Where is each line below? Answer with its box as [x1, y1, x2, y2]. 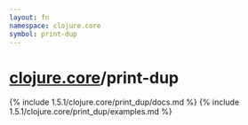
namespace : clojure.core [9, 21, 101, 30]
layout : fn [9, 12, 50, 22]
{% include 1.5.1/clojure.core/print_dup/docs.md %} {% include [9, 97, 240, 107]
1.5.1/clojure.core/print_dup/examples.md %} [9, 106, 173, 117]
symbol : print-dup [9, 29, 77, 38]
